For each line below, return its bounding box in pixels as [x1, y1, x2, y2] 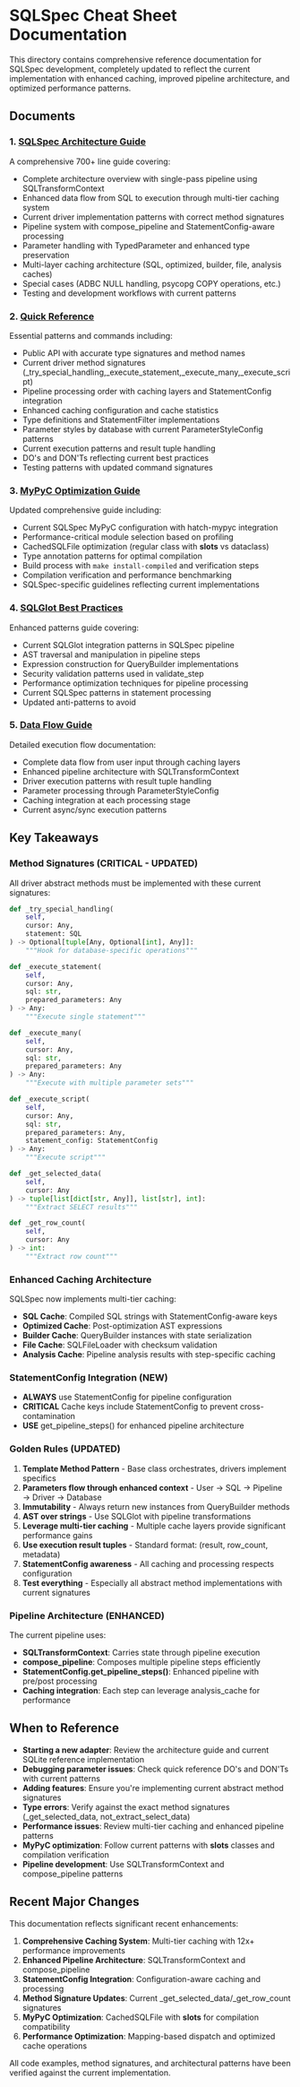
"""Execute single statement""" [25, 1012, 146, 1021]
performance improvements [21, 1944, 125, 1955]
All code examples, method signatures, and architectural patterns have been [9, 2057, 291, 2068]
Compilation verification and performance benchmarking [21, 570, 233, 581]
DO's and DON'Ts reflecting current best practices [21, 452, 209, 463]
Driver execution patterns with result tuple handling [21, 775, 212, 786]
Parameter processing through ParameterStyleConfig [21, 785, 219, 796]
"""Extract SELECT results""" [25, 1202, 139, 1211]
